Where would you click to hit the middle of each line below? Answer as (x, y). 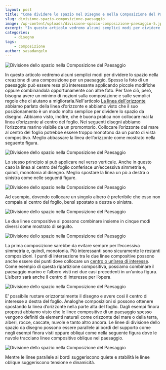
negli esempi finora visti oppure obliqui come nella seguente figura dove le (81, 333)
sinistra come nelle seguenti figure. (41, 178)
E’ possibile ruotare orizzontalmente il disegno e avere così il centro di (76, 296)
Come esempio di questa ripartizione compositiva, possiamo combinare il (80, 266)
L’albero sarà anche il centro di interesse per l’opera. (59, 277)
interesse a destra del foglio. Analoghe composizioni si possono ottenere (79, 301)
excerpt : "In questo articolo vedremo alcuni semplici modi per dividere (83, 28)
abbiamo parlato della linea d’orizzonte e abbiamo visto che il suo (72, 106)
